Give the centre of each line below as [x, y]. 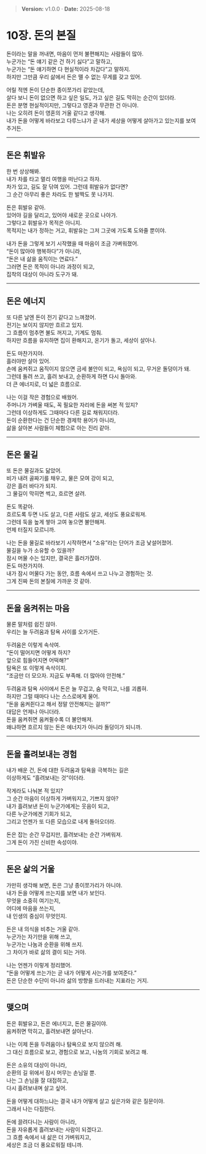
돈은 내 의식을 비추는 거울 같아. [43, 929]
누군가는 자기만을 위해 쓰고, [39, 936]
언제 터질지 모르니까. [31, 530]
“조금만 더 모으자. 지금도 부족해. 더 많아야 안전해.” [66, 676]
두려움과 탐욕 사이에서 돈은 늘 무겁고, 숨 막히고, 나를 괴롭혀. [77, 689]
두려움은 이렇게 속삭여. [33, 645]
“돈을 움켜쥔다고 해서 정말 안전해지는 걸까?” [59, 704]
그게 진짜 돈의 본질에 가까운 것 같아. [49, 581]
